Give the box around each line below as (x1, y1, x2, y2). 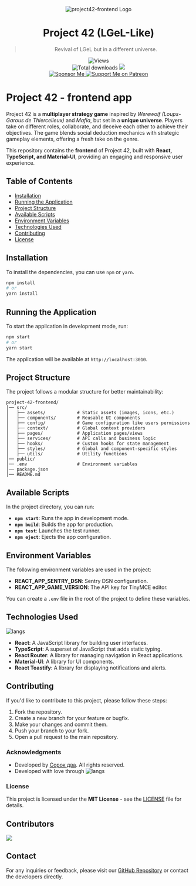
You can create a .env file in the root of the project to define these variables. (6, 595, 191, 602)
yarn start (6, 345, 33, 351)
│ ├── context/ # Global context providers (6, 425, 146, 431)
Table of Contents (6, 176, 73, 186)
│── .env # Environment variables (6, 461, 138, 467)
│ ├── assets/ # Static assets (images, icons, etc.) (6, 410, 175, 416)
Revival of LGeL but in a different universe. (55, 45, 157, 52)
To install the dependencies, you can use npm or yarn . (6, 268, 135, 275)
